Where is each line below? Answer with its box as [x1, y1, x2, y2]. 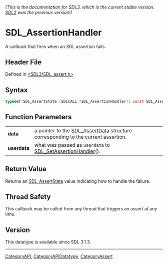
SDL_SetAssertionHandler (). [34, 148, 101, 155]
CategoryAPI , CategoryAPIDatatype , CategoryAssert [5, 253, 113, 259]
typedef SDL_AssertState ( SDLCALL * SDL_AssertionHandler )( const [5, 99, 144, 104]
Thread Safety [5, 193, 51, 201]
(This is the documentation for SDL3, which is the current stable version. [5, 4, 155, 10]
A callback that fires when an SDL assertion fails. [5, 43, 106, 50]
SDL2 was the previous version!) [5, 9, 72, 15]
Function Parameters [5, 113, 72, 121]
